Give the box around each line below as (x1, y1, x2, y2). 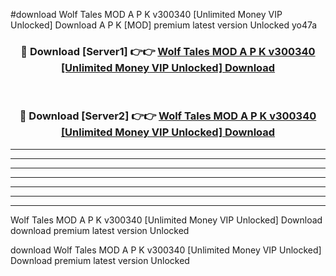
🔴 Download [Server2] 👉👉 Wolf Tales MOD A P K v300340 (19, 109, 317, 123)
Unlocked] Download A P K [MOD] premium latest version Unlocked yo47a (10, 19, 318, 31)
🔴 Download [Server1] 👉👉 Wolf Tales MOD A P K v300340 (20, 44, 316, 58)
